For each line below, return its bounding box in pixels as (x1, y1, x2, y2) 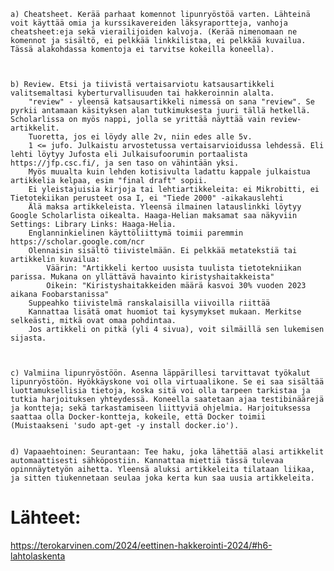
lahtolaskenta (10, 550, 66, 562)
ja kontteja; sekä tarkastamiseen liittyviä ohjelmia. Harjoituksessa (10, 403, 311, 413)
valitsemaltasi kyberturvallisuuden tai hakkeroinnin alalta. (10, 88, 275, 98)
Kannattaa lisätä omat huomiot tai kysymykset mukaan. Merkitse (28, 307, 302, 317)
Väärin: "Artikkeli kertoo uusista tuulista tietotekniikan (46, 263, 302, 273)
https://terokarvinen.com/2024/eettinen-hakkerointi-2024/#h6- (10, 539, 273, 551)
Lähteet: (10, 506, 82, 529)
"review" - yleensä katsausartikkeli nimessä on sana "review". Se (28, 97, 315, 107)
